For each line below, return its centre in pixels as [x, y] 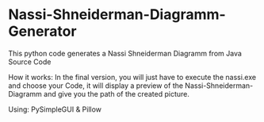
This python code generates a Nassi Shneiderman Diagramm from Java [125, 53]
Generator [42, 31]
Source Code [30, 62]
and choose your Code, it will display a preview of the [96, 86]
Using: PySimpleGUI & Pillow [55, 109]
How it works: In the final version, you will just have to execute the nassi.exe [132, 77]
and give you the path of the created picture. [117, 93]
